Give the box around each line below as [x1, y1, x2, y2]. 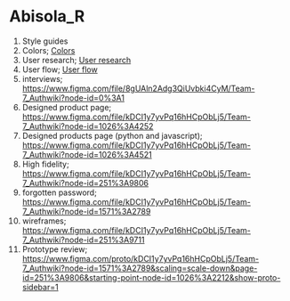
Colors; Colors [21, 45, 76, 55]
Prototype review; [21, 243, 88, 255]
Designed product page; [21, 102, 112, 112]
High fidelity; [21, 159, 69, 169]
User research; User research [21, 54, 132, 65]
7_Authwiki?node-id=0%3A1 [21, 92, 125, 103]
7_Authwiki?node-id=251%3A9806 [21, 177, 149, 188]
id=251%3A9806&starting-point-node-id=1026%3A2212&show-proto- [21, 272, 281, 282]
